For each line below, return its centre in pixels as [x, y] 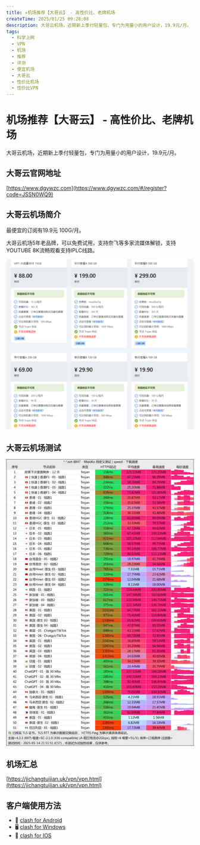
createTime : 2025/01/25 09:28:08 [48, 19]
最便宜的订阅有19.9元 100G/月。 [45, 230]
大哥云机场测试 [34, 448]
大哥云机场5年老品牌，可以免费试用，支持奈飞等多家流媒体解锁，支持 [91, 243]
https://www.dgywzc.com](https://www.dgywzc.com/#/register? [87, 188]
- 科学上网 [23, 38]
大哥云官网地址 [34, 173]
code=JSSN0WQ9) [30, 194]
